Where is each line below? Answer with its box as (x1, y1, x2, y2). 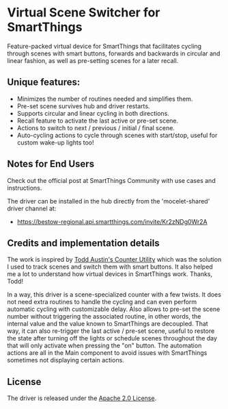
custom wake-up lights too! (16, 138, 94, 147)
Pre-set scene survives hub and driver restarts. (16, 101, 150, 110)
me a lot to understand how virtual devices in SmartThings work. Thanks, (7, 270, 213, 278)
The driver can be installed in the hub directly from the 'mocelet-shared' (7, 197, 210, 205)
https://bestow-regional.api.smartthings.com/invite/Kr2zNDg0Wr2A (16, 217, 208, 225)
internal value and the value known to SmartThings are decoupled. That (7, 320, 208, 328)
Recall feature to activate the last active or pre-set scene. (16, 116, 179, 125)
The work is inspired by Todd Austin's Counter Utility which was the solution (7, 256, 222, 264)
